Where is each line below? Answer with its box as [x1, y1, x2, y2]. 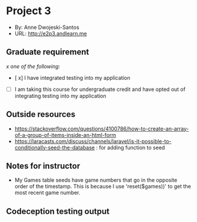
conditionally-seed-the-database [14, 143, 95, 151]
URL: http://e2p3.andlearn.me [14, 30, 87, 37]
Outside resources [6, 109, 75, 119]
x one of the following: [6, 63, 61, 70]
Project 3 [6, 4, 51, 18]
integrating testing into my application [14, 92, 107, 99]
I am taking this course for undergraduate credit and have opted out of [14, 86, 186, 93]
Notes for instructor [6, 161, 81, 171]
